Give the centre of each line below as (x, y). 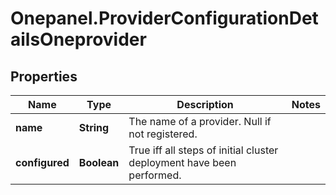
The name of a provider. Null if (200, 121)
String (94, 127)
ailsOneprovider (78, 39)
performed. (155, 175)
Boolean (99, 162)
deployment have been (182, 162)
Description (205, 104)
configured (42, 162)
